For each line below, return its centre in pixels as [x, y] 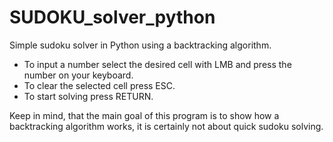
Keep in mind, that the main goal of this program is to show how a [144, 115]
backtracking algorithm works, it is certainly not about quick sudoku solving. [166, 126]
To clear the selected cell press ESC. [99, 85]
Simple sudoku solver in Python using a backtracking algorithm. [140, 45]
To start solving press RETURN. [88, 96]
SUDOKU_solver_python [112, 17]
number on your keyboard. [78, 75]
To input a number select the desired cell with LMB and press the [157, 64]
